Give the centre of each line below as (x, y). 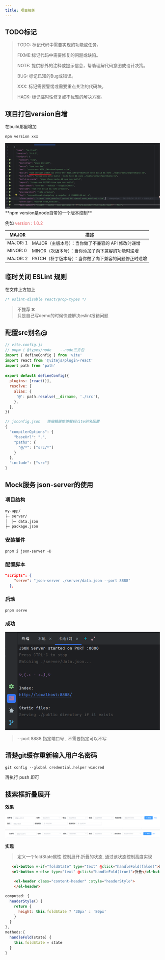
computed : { (17, 896)
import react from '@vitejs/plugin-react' (49, 360)
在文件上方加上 (20, 290)
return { (23, 906)
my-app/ (13, 511)
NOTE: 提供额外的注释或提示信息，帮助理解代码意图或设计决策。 (82, 66)
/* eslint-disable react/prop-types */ (46, 299)
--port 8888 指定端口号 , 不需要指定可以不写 (62, 738)
